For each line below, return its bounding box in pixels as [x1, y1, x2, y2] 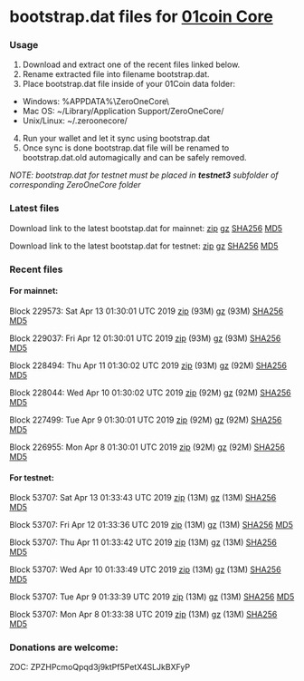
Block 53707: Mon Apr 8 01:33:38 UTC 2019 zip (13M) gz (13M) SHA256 [9, 609, 278, 620]
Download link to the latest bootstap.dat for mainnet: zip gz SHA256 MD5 [9, 222, 283, 233]
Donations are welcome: [9, 641, 119, 654]
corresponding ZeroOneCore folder [9, 180, 141, 190]
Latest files [9, 202, 60, 215]
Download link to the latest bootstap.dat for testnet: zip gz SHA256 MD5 [9, 240, 279, 251]
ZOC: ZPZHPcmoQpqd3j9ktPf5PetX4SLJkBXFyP [9, 662, 191, 673]
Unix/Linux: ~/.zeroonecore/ [22, 115, 128, 126]
